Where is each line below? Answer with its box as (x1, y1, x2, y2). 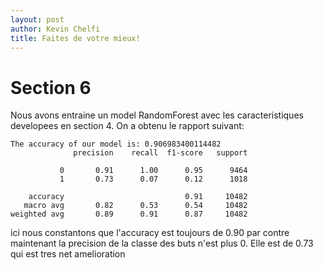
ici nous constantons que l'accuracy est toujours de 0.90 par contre (10, 227, 290, 239)
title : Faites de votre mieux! (10, 33, 141, 43)
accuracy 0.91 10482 (28, 192, 248, 202)
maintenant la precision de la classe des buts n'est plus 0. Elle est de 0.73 (10, 237, 314, 250)
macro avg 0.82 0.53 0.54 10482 (23, 201, 248, 211)
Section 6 (10, 76, 92, 99)
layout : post (10, 14, 65, 25)
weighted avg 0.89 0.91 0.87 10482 (10, 209, 248, 220)
